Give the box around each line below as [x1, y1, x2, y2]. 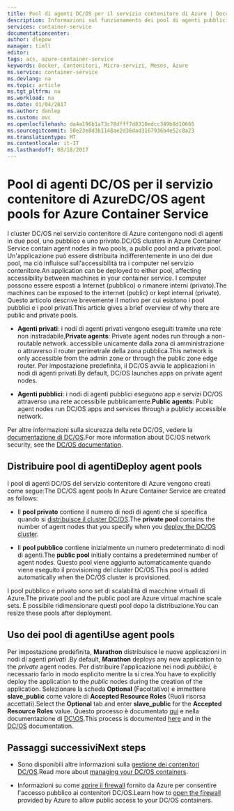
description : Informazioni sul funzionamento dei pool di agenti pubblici [7, 17, 229, 24]
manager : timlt [7, 43, 52, 50]
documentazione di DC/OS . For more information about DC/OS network [7, 433, 211, 441]
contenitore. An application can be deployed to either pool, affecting [7, 266, 201, 274]
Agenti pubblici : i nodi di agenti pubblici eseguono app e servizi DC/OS [17, 389, 223, 398]
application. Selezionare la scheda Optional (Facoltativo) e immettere [7, 685, 206, 693]
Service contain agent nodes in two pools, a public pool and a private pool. [7, 244, 222, 252]
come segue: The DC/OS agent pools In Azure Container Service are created [7, 486, 226, 495]
